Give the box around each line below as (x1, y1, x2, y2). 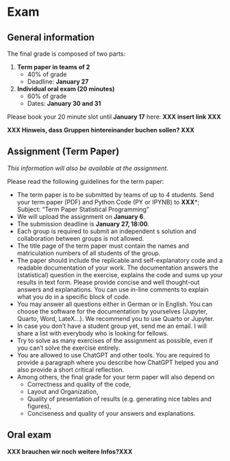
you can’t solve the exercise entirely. (16, 344, 120, 352)
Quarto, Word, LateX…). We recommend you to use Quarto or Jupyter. (16, 314, 215, 322)
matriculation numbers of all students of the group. (16, 248, 161, 257)
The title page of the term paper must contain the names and (16, 241, 190, 250)
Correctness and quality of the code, (27, 380, 131, 388)
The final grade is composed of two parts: (7, 49, 126, 58)
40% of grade (27, 70, 67, 78)
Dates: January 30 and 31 (27, 99, 101, 107)
